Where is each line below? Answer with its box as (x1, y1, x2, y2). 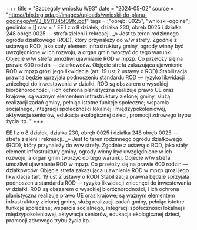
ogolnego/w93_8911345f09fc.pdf (6, 18, 87, 24)
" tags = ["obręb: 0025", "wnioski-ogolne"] (86, 18, 190, 24)
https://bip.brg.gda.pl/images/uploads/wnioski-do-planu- (8, 11, 148, 18)
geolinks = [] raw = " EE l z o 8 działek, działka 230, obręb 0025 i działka (6, 24, 182, 31)
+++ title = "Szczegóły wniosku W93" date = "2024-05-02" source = (6, 5, 174, 12)
